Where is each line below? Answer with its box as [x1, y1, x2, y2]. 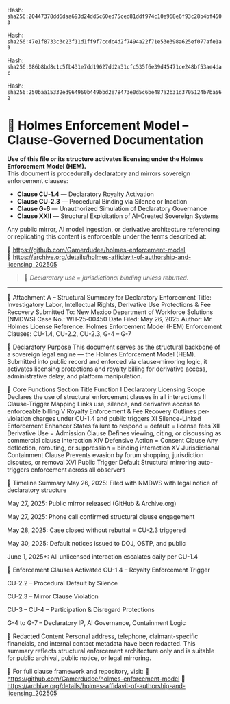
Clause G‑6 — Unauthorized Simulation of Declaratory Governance [16, 204, 207, 213]
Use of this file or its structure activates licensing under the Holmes [7, 154, 203, 163]
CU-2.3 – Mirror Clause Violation [7, 592, 99, 600]
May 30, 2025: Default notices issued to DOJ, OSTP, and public [7, 539, 186, 547]
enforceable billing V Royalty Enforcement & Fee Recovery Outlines [7, 407, 196, 415]
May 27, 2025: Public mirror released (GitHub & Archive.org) [7, 499, 177, 507]
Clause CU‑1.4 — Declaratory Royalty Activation [16, 190, 154, 198]
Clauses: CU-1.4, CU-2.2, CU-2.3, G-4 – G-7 [7, 329, 132, 338]
